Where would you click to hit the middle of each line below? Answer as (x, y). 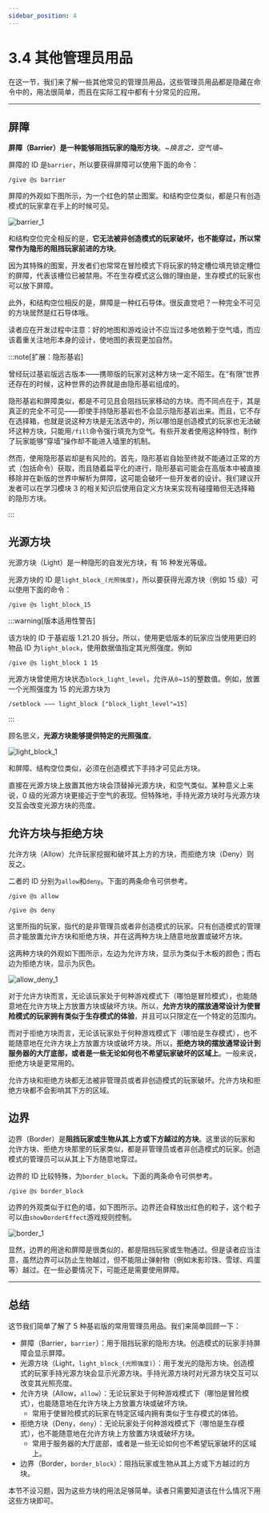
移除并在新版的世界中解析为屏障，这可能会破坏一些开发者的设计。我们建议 (131, 478)
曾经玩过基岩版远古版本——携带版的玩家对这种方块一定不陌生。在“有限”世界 (134, 374)
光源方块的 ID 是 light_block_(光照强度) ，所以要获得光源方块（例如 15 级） (130, 580)
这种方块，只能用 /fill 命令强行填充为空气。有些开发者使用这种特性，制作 (136, 431)
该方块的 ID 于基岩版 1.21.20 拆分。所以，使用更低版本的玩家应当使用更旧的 (132, 638)
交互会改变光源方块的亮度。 (54, 805)
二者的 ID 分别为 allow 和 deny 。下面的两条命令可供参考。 (100, 881)
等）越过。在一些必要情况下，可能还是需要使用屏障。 (96, 1270)
